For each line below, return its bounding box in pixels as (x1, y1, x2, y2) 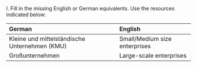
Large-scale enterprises (119, 52, 187, 59)
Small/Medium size (119, 35, 172, 43)
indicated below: (6, 11, 46, 18)
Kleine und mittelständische (9, 35, 86, 43)
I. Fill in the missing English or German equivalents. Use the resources (6, 5, 175, 12)
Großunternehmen (9, 52, 60, 59)
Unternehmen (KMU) (9, 42, 67, 50)
